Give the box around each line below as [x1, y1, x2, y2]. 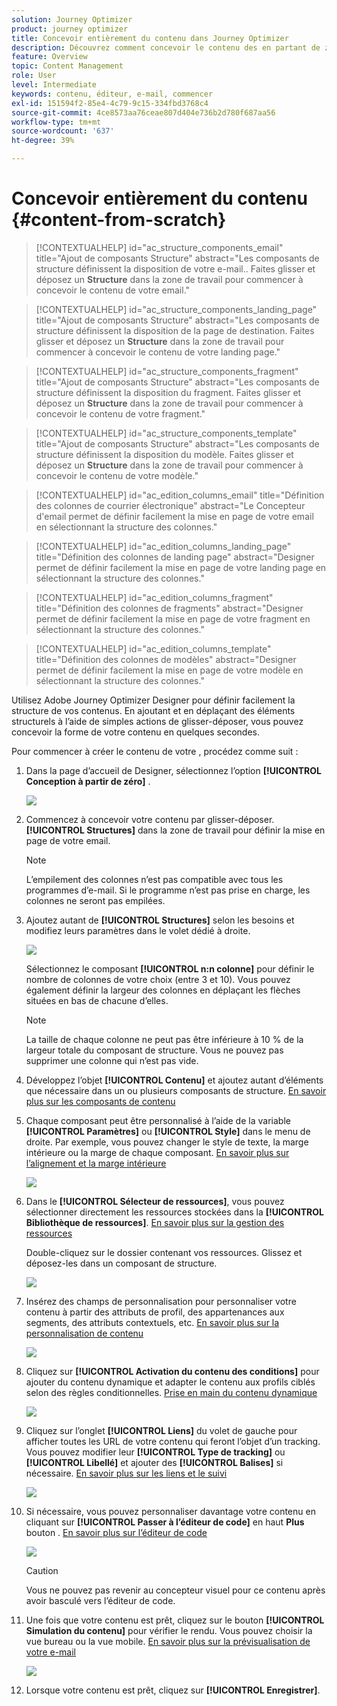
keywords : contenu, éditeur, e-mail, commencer [11, 89, 214, 99]
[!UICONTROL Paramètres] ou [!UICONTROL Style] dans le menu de [25, 1125, 311, 1137]
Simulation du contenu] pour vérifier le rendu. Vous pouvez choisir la [25, 1624, 313, 1636]
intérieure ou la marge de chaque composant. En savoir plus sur [25, 1146, 290, 1158]
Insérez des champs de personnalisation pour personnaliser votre [25, 1295, 297, 1307]
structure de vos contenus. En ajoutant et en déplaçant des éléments [11, 704, 296, 716]
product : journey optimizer [11, 24, 129, 34]
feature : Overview [11, 52, 88, 62]
